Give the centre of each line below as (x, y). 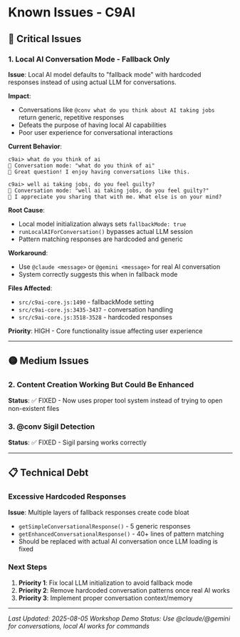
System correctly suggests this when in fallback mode (98, 274)
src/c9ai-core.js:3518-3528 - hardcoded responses (95, 317)
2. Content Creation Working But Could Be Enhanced (101, 384)
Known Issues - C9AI (72, 12)
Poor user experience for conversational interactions (95, 132)
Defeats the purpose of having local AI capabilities (92, 125)
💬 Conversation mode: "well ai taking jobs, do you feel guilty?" (109, 190)
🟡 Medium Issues (48, 361)
